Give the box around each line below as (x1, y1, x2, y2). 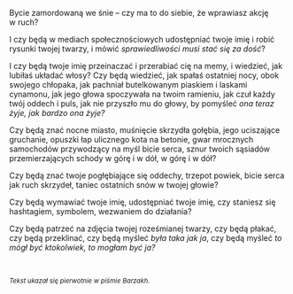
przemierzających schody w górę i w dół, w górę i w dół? (9, 153, 217, 163)
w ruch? (9, 17, 39, 27)
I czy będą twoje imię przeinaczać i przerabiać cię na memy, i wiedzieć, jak (9, 61, 283, 71)
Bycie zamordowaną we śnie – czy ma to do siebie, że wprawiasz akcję (9, 8, 269, 18)
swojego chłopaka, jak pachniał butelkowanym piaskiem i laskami (9, 80, 248, 89)
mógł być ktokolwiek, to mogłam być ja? (9, 243, 156, 252)
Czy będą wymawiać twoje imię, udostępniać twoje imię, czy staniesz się (9, 197, 276, 207)
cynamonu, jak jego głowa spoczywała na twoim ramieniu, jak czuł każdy (9, 89, 276, 99)
